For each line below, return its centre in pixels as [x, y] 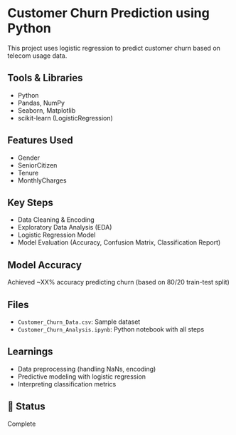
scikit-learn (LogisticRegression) [65, 118]
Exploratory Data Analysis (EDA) [65, 227]
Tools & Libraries [45, 78]
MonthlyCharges [42, 180]
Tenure [28, 173]
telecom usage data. [37, 56]
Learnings [30, 352]
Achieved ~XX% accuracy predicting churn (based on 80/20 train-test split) [118, 282]
